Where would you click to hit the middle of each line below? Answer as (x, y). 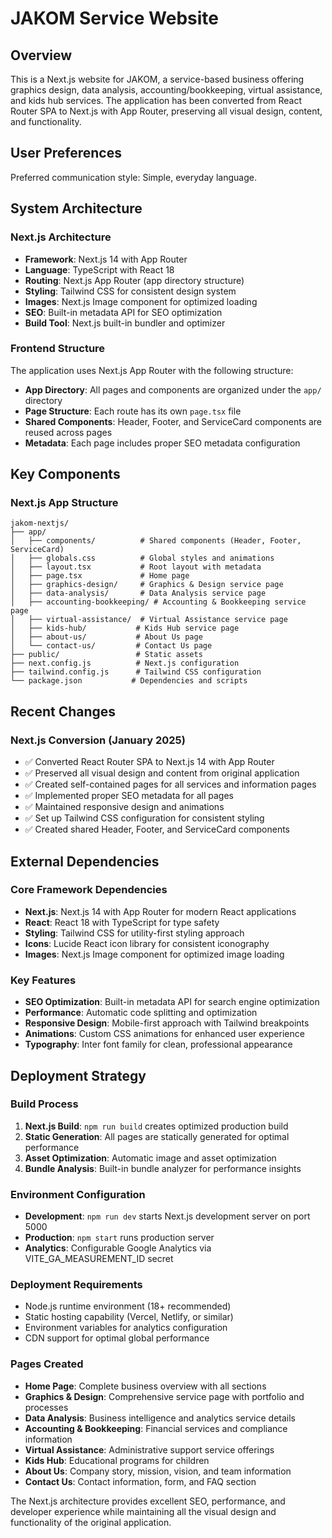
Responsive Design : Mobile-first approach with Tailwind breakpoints (167, 1023)
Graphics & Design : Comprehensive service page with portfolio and (164, 1396)
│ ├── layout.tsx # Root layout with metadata (136, 567)
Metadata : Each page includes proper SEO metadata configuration (162, 443)
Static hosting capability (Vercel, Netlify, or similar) (129, 1317)
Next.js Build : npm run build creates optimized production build (156, 1126)
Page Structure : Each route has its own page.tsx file (133, 411)
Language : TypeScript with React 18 (99, 269)
